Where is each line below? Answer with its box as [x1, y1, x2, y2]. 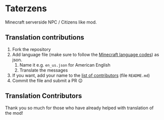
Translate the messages [19, 67, 68, 73]
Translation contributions [5, 33, 85, 42]
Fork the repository [12, 46, 51, 52]
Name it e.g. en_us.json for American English [19, 62, 111, 68]
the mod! [5, 110, 23, 116]
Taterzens [5, 3, 47, 14]
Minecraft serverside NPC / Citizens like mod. [5, 19, 97, 25]
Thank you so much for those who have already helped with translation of [5, 105, 154, 111]
